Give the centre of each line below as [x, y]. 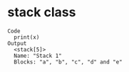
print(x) [27, 37]
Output [17, 43]
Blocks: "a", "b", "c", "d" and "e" [68, 62]
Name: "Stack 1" [38, 56]
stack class [42, 12]
